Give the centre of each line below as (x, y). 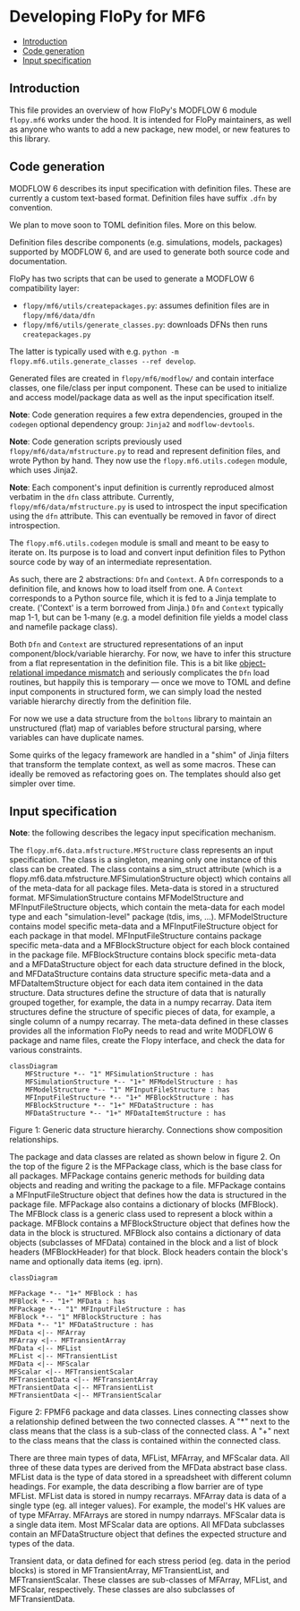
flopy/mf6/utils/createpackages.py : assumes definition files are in (146, 305)
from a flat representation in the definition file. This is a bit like (123, 663)
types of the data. (42, 1544)
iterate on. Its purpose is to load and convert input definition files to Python (147, 552)
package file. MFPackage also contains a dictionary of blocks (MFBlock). (144, 1204)
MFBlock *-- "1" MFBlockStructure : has (86, 1317)
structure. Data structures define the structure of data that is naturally (138, 993)
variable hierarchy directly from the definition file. (100, 701)
